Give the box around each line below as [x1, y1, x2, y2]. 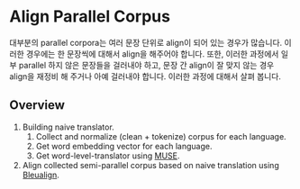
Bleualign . [22, 169, 60, 180]
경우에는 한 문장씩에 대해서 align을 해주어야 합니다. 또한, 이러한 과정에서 [25, 48, 279, 59]
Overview [9, 97, 66, 113]
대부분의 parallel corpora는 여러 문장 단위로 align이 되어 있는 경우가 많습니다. [9, 37, 283, 48]
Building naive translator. [22, 121, 114, 132]
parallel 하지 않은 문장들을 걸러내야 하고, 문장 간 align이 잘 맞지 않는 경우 [18, 59, 275, 70]
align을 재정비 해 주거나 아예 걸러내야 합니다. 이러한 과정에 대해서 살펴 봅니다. [9, 70, 282, 82]
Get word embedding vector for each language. [35, 140, 213, 151]
